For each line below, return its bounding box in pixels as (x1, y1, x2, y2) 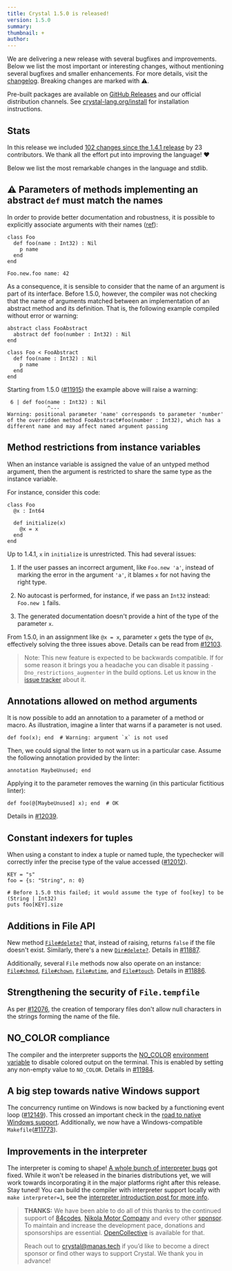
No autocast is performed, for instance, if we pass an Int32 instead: (17, 591, 211, 600)
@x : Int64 (13, 507, 45, 515)
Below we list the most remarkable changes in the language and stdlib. (7, 164, 209, 172)
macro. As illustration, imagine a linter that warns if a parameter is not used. (7, 721, 222, 729)
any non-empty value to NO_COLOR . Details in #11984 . (7, 1065, 155, 1073)
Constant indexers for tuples (7, 832, 133, 843)
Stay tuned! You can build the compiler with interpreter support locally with (7, 1186, 220, 1194)
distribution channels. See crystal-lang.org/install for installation (7, 97, 189, 106)
